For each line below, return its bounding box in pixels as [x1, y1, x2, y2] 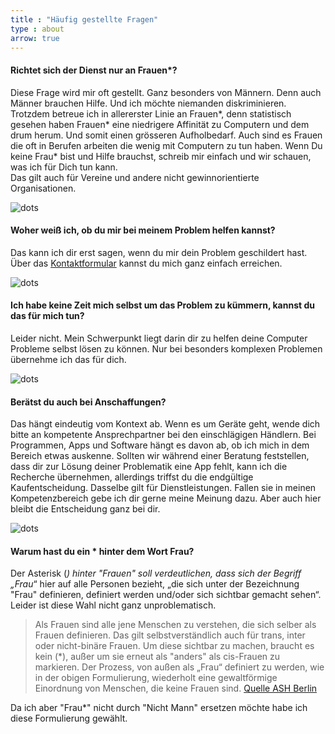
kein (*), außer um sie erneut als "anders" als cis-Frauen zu [34, 651, 281, 663]
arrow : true [10, 33, 60, 43]
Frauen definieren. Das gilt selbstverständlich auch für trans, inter [34, 629, 306, 641]
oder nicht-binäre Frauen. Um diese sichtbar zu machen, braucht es [34, 640, 315, 652]
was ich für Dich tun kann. [10, 161, 118, 173]
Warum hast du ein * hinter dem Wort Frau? [10, 545, 195, 557]
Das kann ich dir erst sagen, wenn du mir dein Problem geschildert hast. [10, 246, 308, 258]
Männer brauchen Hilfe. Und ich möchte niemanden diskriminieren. [10, 97, 287, 109]
